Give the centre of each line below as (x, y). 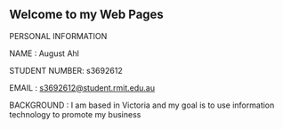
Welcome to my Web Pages (87, 15)
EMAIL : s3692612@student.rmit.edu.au (82, 87)
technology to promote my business (75, 114)
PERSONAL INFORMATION (58, 36)
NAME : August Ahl (44, 53)
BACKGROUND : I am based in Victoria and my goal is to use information (142, 105)
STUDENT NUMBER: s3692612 (66, 70)
